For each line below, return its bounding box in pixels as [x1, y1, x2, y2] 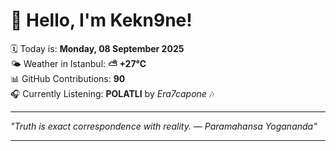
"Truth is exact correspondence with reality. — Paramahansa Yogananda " [10, 120, 318, 132]
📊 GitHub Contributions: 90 [10, 72, 126, 84]
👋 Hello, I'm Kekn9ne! [10, 9, 193, 32]
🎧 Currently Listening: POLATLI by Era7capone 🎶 [10, 87, 215, 99]
